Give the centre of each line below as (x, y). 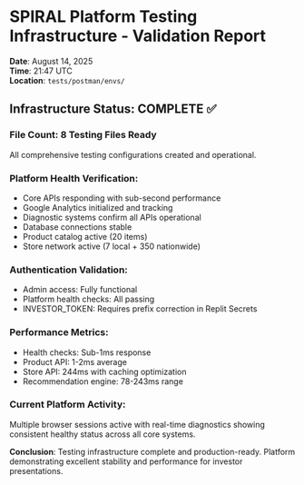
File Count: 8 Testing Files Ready (83, 135)
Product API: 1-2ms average (74, 361)
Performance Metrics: (59, 332)
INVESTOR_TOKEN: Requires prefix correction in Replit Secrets (140, 309)
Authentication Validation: (69, 270)
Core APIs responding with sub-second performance (122, 198)
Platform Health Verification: (74, 178)
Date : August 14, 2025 (51, 61)
